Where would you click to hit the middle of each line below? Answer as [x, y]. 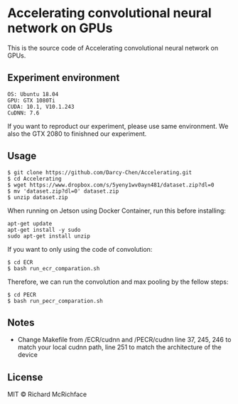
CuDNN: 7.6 [23, 113]
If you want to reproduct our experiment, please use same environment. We [118, 126]
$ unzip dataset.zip [38, 197]
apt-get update [30, 223]
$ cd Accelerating [34, 179]
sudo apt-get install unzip [49, 236]
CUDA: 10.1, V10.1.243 [41, 107]
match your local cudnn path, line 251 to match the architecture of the [119, 347]
